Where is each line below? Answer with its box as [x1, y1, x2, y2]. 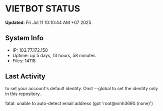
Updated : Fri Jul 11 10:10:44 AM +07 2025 [5, 19, 91, 25]
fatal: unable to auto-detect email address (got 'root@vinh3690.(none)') [5, 100, 153, 106]
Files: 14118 [12, 58, 36, 64]
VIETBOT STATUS [5, 3, 80, 14]
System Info [5, 34, 44, 42]
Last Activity [5, 72, 46, 81]
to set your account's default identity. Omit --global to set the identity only [5, 85, 158, 91]
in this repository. [5, 91, 41, 97]
